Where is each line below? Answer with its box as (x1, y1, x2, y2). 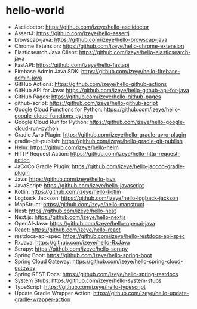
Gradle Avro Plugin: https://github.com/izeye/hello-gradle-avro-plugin (14, 131, 186, 138)
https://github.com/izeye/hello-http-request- (70, 150, 180, 157)
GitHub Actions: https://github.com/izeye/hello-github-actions (14, 80, 167, 87)
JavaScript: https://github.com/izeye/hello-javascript (14, 181, 144, 189)
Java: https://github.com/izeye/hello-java (14, 175, 116, 183)
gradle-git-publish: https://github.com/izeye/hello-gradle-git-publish (14, 137, 183, 144)
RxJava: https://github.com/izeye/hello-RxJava (14, 239, 130, 246)
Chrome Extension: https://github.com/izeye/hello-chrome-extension (14, 42, 184, 50)
